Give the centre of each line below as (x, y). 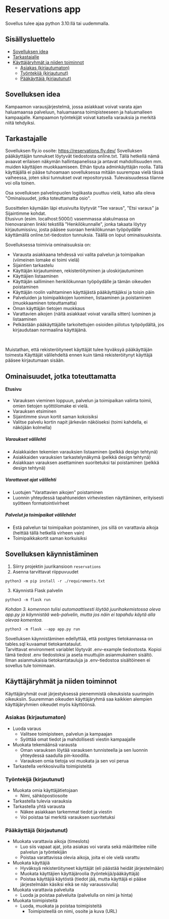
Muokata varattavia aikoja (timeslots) (51, 841)
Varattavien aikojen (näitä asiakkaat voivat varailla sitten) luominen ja (84, 314)
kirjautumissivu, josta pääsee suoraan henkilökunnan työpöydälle (73, 229)
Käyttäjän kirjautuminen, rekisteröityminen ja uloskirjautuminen (78, 271)
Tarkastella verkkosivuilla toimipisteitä (52, 766)
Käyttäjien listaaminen (36, 276)
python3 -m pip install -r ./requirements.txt (55, 581)
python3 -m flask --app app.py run (43, 629)
